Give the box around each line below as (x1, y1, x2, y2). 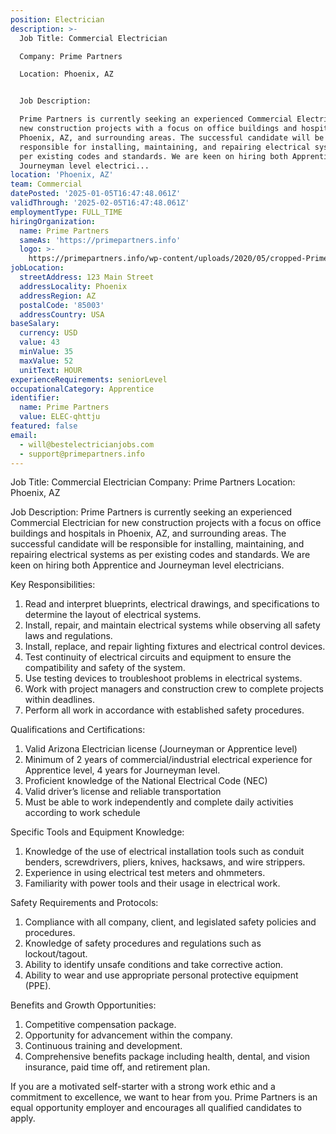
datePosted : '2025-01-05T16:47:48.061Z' (10, 189, 182, 199)
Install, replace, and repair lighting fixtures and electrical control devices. (24, 641, 326, 653)
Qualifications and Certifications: (10, 724, 146, 736)
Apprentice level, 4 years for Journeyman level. (24, 764, 221, 776)
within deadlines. (24, 694, 96, 706)
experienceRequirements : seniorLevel (10, 374, 168, 385)
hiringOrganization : (10, 216, 97, 226)
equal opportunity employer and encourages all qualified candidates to (10, 1102, 302, 1114)
